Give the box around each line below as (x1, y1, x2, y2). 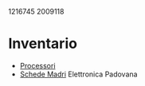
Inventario (8, 35, 78, 53)
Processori (19, 61, 56, 70)
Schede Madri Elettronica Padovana (19, 69, 138, 79)
